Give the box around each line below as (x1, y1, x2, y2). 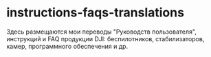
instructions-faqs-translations (6, 5, 185, 21)
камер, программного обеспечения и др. (6, 42, 129, 50)
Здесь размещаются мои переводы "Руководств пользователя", (6, 27, 197, 36)
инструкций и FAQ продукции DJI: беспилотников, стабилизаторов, (6, 34, 205, 43)
